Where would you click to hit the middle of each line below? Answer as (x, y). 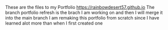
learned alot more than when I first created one (54, 23)
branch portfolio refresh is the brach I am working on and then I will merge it (84, 12)
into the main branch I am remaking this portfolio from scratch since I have (82, 18)
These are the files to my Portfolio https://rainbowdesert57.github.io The (80, 7)
